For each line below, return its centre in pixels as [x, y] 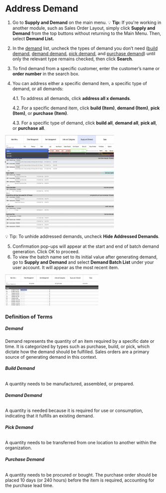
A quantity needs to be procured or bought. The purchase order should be [81, 475]
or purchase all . [29, 128]
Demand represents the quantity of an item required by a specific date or [80, 341]
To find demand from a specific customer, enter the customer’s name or [86, 68]
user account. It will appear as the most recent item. [66, 267]
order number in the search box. [46, 74]
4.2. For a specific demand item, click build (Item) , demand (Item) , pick [86, 108]
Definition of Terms [29, 316]
